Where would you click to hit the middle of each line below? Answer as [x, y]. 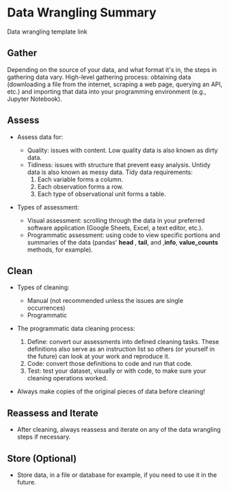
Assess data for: [40, 137]
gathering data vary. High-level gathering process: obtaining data [99, 77]
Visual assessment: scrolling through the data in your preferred [116, 220]
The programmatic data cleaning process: [76, 329]
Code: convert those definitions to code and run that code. [110, 364]
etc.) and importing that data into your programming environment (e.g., [107, 91]
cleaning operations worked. [67, 378]
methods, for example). [60, 249]
